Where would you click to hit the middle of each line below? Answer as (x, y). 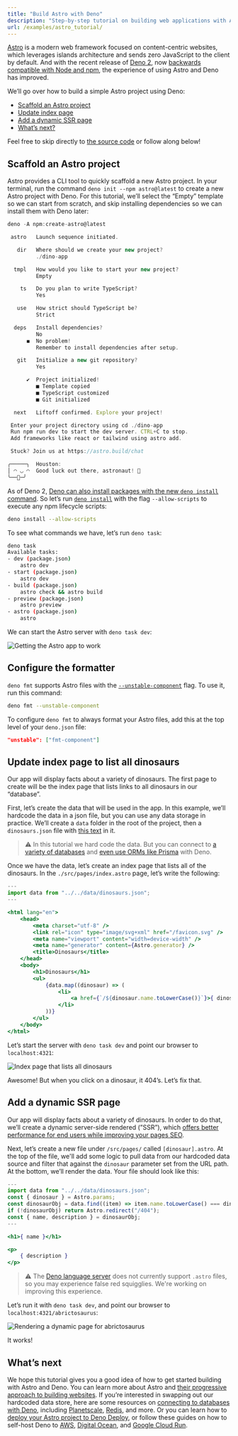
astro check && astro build (61, 592)
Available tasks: (33, 552)
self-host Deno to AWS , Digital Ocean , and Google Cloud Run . (97, 1425)
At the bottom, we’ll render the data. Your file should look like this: (103, 1171)
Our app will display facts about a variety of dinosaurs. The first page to (112, 779)
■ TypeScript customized (73, 393)
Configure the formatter (61, 668)
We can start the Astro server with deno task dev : (80, 632)
